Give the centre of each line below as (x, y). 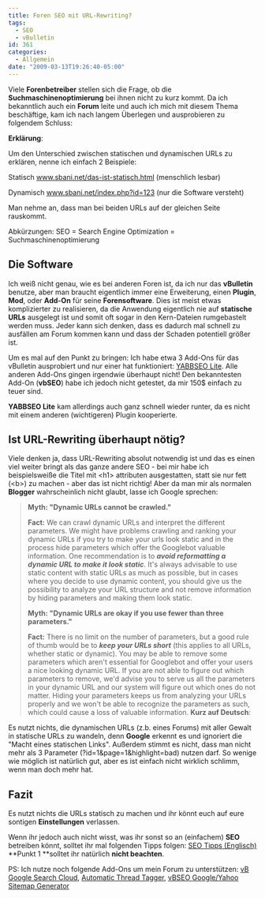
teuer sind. (26, 391)
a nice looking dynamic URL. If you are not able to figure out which (136, 671)
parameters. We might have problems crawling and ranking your (132, 531)
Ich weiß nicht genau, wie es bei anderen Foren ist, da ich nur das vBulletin (131, 283)
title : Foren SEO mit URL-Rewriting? (70, 15)
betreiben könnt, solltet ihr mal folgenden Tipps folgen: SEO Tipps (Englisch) (132, 846)
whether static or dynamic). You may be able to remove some (127, 654)
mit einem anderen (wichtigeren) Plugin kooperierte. (93, 414)
